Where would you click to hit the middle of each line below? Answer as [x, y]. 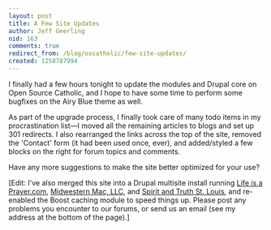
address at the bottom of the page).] [69, 217]
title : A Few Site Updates [54, 23]
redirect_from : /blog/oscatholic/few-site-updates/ [97, 53]
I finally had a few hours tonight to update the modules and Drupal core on [133, 84]
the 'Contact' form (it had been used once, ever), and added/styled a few [131, 143]
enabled [22, 200]
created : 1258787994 [43, 62]
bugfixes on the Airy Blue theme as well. [76, 101]
